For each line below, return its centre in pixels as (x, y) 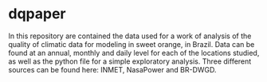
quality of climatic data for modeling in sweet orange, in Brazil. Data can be (132, 44)
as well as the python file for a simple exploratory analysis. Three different (130, 61)
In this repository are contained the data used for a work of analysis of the (130, 36)
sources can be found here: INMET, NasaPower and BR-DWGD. (112, 69)
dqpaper (37, 14)
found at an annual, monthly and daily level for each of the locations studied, (134, 53)
